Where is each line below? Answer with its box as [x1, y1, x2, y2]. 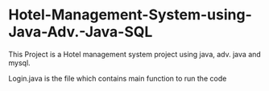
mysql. [8, 58, 31, 68]
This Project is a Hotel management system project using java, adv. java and [8, 49, 262, 59]
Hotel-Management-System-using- [8, 6, 252, 24]
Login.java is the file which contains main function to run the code [8, 73, 227, 83]
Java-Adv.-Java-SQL [8, 23, 153, 41]
